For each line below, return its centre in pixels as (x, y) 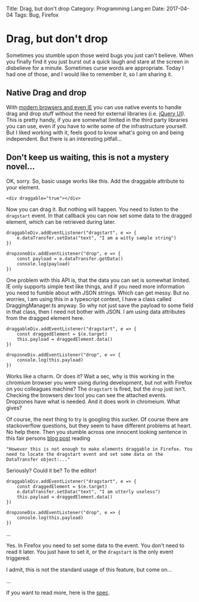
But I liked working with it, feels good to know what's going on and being (95, 132)
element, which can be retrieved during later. (61, 221)
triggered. (18, 558)
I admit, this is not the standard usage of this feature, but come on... (89, 569)
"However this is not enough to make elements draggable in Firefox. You (99, 449)
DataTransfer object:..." (38, 460)
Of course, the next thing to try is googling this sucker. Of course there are (97, 419)
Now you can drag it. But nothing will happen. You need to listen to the (92, 209)
